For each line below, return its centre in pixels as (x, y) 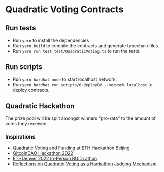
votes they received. (27, 123)
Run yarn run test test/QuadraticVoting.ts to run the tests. (76, 51)
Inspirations (20, 136)
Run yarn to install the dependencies (51, 40)
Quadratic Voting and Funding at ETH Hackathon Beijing (71, 148)
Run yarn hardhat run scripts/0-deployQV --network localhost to (83, 84)
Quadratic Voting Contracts (64, 9)
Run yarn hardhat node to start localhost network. (65, 79)
